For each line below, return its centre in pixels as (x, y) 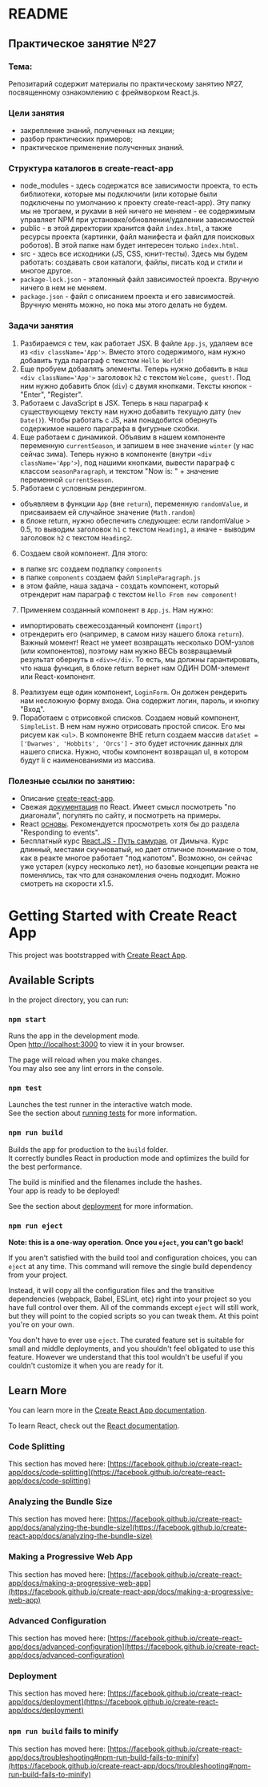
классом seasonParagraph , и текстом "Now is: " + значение (119, 471)
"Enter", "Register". (51, 394)
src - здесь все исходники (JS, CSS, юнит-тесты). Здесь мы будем (134, 254)
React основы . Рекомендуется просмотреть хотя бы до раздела (130, 824)
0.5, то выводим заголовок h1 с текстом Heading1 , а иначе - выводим (138, 529)
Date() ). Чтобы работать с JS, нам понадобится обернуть (118, 420)
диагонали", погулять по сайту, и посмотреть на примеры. (120, 815)
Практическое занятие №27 (82, 44)
